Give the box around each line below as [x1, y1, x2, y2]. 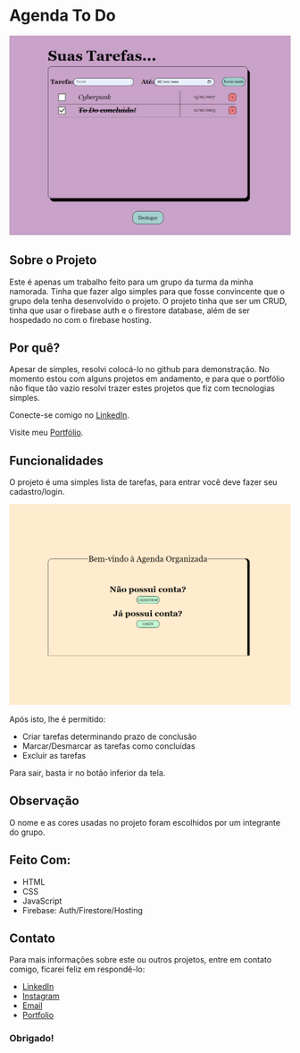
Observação [9, 794, 79, 809]
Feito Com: [9, 853, 71, 868]
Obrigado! [9, 1032, 54, 1045]
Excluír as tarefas [21, 751, 87, 760]
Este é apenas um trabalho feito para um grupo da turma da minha [9, 276, 254, 287]
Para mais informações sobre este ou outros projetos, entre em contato [9, 955, 272, 965]
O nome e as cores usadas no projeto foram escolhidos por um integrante [9, 817, 281, 828]
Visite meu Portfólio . [9, 427, 84, 438]
